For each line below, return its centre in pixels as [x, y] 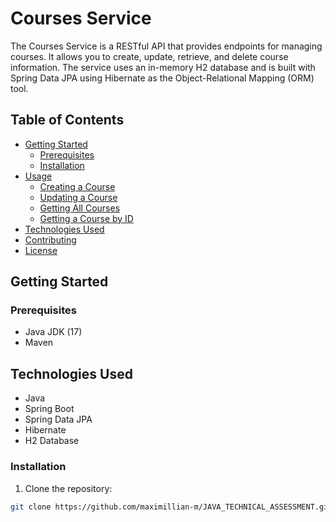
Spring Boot [49, 409]
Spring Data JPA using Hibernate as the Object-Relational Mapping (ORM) [162, 78]
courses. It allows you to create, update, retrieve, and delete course [149, 56]
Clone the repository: [68, 488]
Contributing [50, 239]
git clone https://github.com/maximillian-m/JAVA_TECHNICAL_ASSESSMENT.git [171, 507]
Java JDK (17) [53, 332]
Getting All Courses [80, 208]
